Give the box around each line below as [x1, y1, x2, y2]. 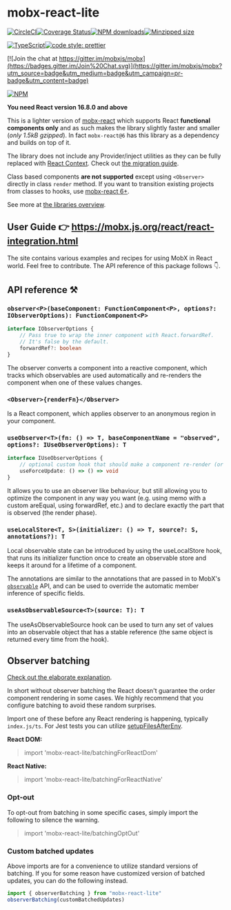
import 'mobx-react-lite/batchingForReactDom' [23, 749, 159, 757]
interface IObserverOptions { [7, 325, 94, 332]
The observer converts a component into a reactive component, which [7, 363, 208, 372]
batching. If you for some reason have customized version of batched [7, 869, 205, 877]
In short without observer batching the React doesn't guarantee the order [7, 687, 216, 695]
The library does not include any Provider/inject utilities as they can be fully [7, 152, 221, 160]
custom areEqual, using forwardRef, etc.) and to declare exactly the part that [7, 501, 225, 509]
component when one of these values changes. [7, 378, 143, 387]
